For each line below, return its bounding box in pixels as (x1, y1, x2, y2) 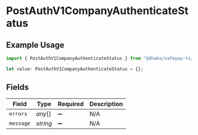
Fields (6, 82, 29, 92)
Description (89, 100, 123, 108)
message (9, 120, 31, 127)
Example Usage (6, 40, 65, 50)
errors (9, 110, 28, 117)
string (36, 119, 52, 127)
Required (58, 100, 84, 108)
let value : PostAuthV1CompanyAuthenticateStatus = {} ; (6, 66, 144, 72)
